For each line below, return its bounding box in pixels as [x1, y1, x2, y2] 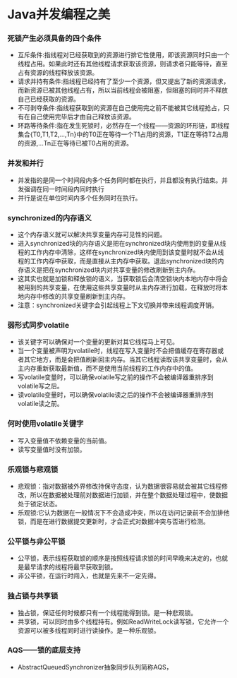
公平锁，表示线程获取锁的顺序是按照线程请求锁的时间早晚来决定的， [17, 554, 216, 562]
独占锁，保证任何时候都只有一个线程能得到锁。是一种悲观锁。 [17, 608, 197, 617]
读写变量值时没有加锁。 [17, 445, 86, 453]
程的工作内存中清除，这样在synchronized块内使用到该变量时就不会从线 [17, 248, 224, 256]
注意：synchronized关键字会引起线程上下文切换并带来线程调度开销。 [17, 301, 218, 309]
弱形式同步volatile [7, 321, 69, 330]
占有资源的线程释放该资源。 [17, 69, 99, 77]
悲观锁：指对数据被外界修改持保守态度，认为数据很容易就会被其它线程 [17, 482, 222, 490]
